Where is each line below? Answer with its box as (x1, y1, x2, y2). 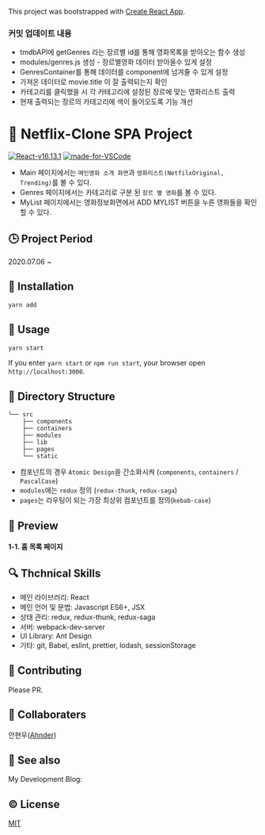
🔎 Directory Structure (8, 389, 116, 403)
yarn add (8, 301, 37, 308)
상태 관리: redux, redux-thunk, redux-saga (19, 612, 156, 622)
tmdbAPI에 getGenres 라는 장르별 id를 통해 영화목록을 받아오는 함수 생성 (19, 48, 246, 57)
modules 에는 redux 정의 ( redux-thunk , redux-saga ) (19, 485, 178, 495)
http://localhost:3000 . (8, 366, 85, 376)
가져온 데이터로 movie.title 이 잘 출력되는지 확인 (19, 77, 168, 86)
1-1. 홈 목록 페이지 (8, 542, 63, 552)
